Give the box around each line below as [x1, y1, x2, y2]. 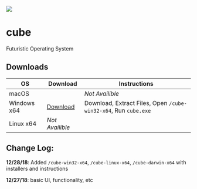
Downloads [6, 62, 49, 72]
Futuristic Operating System [6, 45, 74, 52]
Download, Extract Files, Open [84, 99, 168, 107]
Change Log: [6, 143, 54, 153]
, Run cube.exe [111, 106, 151, 114]
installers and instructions [6, 165, 69, 172]
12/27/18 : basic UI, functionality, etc [6, 176, 93, 183]
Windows [9, 99, 35, 107]
